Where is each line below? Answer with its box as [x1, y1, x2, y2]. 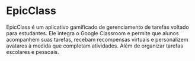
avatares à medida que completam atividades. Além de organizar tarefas [6, 42, 184, 49]
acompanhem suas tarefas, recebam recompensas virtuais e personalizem [6, 36, 188, 43]
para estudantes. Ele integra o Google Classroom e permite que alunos [6, 29, 179, 36]
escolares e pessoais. [6, 48, 59, 55]
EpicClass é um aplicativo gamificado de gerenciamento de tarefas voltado [6, 23, 190, 30]
